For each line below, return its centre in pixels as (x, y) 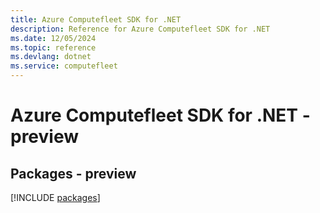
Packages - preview (73, 173)
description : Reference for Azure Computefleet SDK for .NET (140, 29)
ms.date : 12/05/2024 (53, 38)
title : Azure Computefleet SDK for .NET (96, 19)
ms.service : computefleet (64, 66)
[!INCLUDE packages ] (55, 197)
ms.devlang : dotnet (51, 57)
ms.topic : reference (53, 47)
